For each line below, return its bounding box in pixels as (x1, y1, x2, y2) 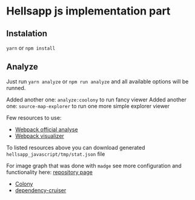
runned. (6, 84, 26, 91)
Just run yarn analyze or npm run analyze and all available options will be (6, 77, 189, 85)
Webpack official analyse (15, 126, 78, 133)
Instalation (6, 28, 47, 39)
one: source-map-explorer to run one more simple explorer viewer (6, 102, 170, 109)
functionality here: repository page (6, 168, 93, 176)
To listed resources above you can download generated (6, 144, 145, 151)
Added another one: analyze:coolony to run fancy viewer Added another (6, 95, 187, 103)
